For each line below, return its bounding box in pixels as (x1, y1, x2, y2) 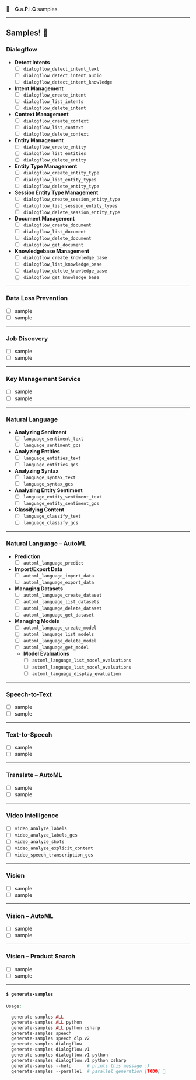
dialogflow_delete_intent (23, 105, 86, 111)
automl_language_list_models (23, 632, 94, 638)
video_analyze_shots (14, 839, 65, 845)
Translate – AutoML (6, 771, 62, 779)
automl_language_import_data (23, 573, 94, 579)
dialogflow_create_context (23, 118, 89, 124)
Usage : (6, 1003, 22, 1009)
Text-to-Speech (6, 731, 52, 739)
